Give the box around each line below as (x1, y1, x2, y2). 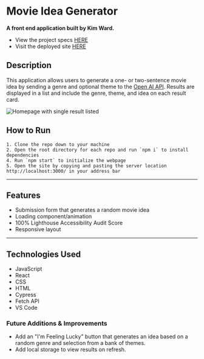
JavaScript (15, 265, 42, 273)
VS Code (15, 304, 38, 312)
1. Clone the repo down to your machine (6, 141, 110, 147)
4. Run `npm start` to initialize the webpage (6, 157, 126, 164)
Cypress (15, 291, 36, 299)
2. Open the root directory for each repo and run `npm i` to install (6, 147, 189, 153)
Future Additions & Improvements (6, 319, 107, 328)
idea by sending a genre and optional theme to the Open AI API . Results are (6, 83, 195, 90)
